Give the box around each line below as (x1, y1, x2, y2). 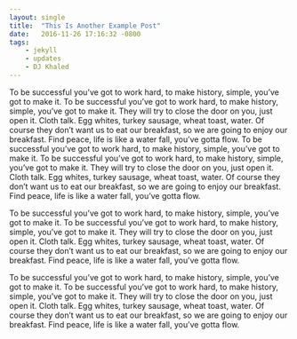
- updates (25, 54, 62, 63)
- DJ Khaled (25, 63, 69, 72)
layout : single (9, 12, 66, 22)
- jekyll (25, 46, 58, 55)
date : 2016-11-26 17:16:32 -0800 (9, 29, 141, 38)
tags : (9, 37, 29, 47)
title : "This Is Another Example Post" (9, 21, 162, 30)
